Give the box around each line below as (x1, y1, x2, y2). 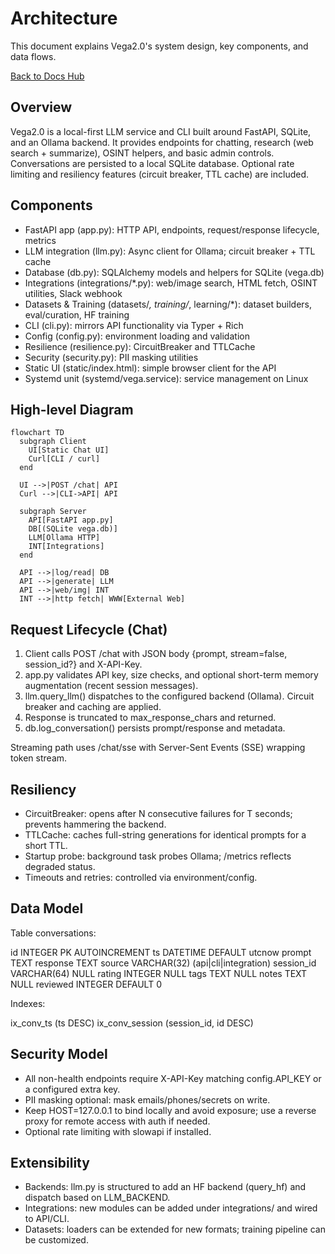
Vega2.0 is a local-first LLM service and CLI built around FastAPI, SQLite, (10, 125, 312, 137)
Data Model (10, 900, 84, 917)
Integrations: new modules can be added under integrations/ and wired (24, 1202, 318, 1214)
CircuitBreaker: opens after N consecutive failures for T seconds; (24, 808, 293, 819)
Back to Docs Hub (10, 70, 85, 82)
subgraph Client (19, 437, 87, 447)
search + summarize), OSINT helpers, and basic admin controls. (10, 147, 275, 159)
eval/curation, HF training (24, 308, 130, 321)
